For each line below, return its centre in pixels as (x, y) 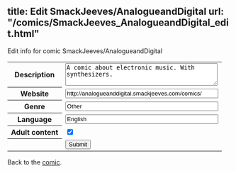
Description (35, 75)
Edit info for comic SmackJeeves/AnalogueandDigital (85, 51)
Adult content (35, 133)
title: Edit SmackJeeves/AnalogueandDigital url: (116, 12)
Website (35, 94)
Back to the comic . (35, 162)
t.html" (23, 34)
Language (34, 120)
